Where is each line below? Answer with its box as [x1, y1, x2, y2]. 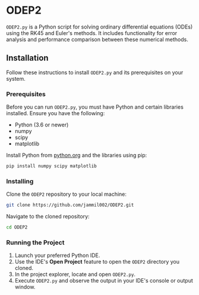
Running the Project [6, 238, 65, 246]
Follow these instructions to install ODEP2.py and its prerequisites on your [6, 69, 184, 76]
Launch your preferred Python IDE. [14, 252, 100, 259]
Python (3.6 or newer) [14, 121, 69, 128]
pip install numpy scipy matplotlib [6, 163, 97, 169]
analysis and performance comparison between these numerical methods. [6, 36, 188, 43]
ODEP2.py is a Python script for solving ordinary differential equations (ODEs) [6, 23, 193, 30]
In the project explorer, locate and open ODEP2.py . [14, 271, 135, 278]
